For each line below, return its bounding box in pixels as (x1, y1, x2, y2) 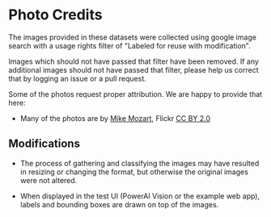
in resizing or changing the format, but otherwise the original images (19, 167, 249, 177)
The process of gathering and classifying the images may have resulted (19, 158, 260, 168)
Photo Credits (8, 6, 103, 24)
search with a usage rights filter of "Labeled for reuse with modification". (8, 40, 251, 50)
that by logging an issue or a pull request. (8, 73, 147, 83)
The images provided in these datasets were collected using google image (8, 32, 257, 42)
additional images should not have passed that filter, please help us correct (8, 65, 259, 74)
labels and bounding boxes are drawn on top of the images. (19, 199, 219, 209)
